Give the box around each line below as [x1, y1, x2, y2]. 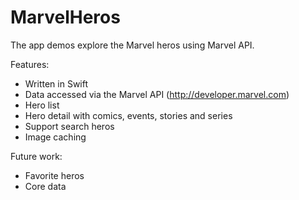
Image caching [24, 131, 87, 143]
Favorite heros [24, 169, 85, 181]
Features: [10, 58, 50, 70]
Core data [24, 180, 67, 192]
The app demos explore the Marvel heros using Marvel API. [10, 39, 255, 51]
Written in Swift [24, 77, 89, 90]
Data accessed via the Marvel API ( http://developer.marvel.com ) [24, 88, 290, 100]
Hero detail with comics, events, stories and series [24, 109, 233, 121]
